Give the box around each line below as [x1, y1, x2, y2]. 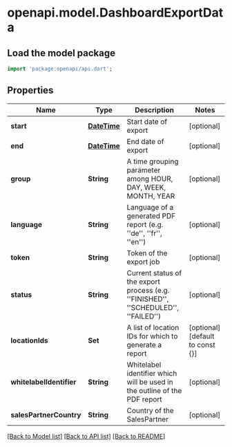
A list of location [126, 322, 180, 332]
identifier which [126, 368, 177, 378]
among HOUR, [126, 174, 173, 183]
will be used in [126, 377, 174, 387]
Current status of [126, 268, 182, 277]
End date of [126, 136, 164, 146]
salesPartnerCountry [10, 410, 81, 419]
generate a [126, 340, 162, 349]
